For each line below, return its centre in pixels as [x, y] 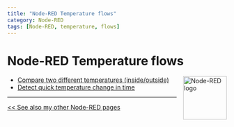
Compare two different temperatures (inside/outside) [93, 80]
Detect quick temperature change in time [76, 87]
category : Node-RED [36, 20]
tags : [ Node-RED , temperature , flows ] [63, 26]
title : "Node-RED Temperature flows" [62, 14]
